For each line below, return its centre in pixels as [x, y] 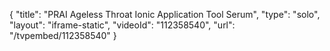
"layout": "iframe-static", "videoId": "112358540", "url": [122, 25]
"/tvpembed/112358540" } [63, 35]
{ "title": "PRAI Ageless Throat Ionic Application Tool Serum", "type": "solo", [165, 14]
